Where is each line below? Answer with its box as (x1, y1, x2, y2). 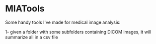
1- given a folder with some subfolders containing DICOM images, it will (5, 29, 152, 35)
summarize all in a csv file (5, 34, 58, 40)
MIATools (5, 3, 45, 14)
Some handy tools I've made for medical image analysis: (5, 19, 121, 25)
